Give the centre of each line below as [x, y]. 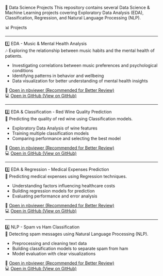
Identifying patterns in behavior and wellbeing [58, 76]
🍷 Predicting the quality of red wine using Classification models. [69, 119]
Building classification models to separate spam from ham [70, 248]
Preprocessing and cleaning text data [49, 243]
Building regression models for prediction [53, 191]
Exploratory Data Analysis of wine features [55, 128]
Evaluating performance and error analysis [55, 196]
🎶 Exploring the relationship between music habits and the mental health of [80, 50]
